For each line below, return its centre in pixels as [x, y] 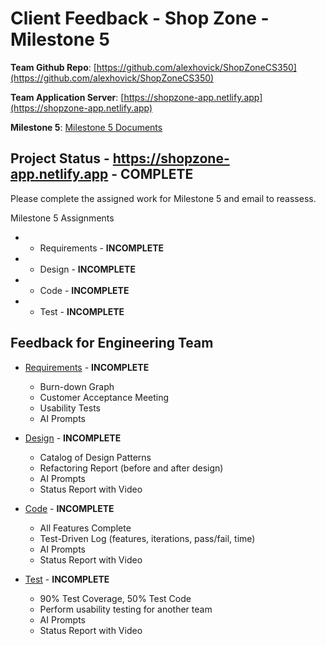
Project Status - [60, 158]
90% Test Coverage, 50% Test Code [115, 598]
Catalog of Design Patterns [95, 457]
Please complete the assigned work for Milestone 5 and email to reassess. [163, 198]
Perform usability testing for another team [126, 609]
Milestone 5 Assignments [62, 218]
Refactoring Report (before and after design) [131, 468]
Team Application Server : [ [67, 97]
